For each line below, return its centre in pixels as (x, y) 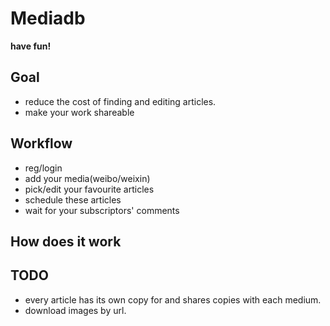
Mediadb (48, 18)
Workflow (41, 143)
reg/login (43, 168)
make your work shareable (79, 112)
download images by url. (75, 310)
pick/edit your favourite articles (89, 189)
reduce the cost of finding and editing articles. (120, 101)
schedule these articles (73, 199)
